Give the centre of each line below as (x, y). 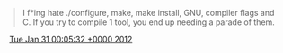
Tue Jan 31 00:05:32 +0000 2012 (71, 39)
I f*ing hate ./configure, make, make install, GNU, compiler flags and (148, 13)
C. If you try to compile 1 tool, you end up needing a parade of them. (149, 22)
